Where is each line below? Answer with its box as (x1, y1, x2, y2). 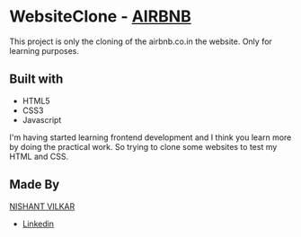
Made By (9, 177, 60, 192)
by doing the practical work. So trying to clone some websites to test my (9, 141, 278, 152)
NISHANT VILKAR (9, 200, 75, 212)
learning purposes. (9, 45, 79, 56)
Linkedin (22, 218, 55, 229)
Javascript (22, 114, 62, 125)
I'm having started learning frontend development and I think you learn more (9, 132, 292, 143)
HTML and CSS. (9, 151, 69, 162)
